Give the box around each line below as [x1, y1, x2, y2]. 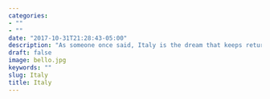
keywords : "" [8, 64, 52, 72]
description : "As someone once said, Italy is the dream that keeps [8, 42, 243, 49]
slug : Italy [8, 71, 48, 79]
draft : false [8, 49, 52, 57]
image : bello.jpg [8, 57, 67, 65]
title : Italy [8, 78, 52, 86]
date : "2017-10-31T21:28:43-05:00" [8, 34, 128, 42]
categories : [8, 11, 48, 20]
